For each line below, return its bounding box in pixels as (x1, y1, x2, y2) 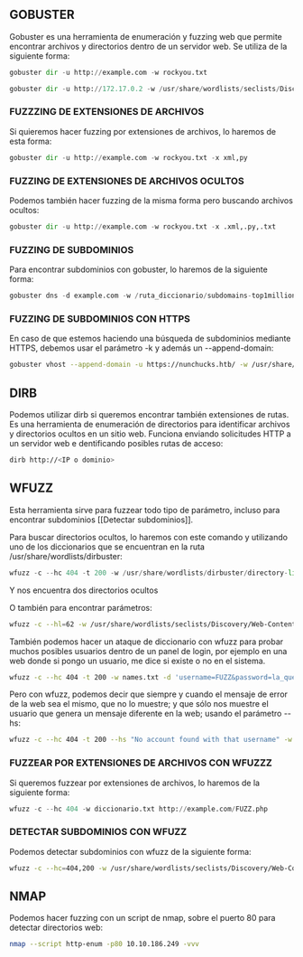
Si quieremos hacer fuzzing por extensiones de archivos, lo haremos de (9, 126, 277, 136)
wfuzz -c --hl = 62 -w (9, 619, 87, 629)
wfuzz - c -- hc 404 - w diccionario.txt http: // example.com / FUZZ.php (9, 804, 269, 813)
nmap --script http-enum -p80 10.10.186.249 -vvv (9, 940, 200, 949)
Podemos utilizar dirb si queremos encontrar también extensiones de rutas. (9, 409, 289, 420)
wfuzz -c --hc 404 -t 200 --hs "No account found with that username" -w (9, 736, 293, 745)
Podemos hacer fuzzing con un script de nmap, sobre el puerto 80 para (9, 913, 276, 924)
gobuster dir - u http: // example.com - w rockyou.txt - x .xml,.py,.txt (9, 222, 277, 231)
